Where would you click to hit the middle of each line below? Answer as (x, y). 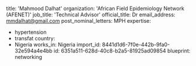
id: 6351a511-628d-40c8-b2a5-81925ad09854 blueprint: (122, 51)
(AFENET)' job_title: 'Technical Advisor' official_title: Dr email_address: (91, 15)
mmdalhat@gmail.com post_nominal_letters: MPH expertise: (78, 21)
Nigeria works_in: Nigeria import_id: (58, 44)
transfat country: (35, 38)
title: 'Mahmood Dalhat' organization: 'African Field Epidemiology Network (95, 8)
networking (28, 57)
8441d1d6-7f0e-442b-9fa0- (136, 44)
